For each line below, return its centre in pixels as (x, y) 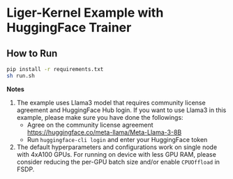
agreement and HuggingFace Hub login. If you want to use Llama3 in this (121, 110)
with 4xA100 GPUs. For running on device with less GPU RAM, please (116, 154)
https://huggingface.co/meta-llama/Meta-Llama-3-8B (104, 132)
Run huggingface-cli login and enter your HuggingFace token (117, 139)
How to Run (32, 53)
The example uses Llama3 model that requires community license (111, 102)
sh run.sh (21, 76)
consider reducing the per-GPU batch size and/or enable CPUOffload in (118, 162)
